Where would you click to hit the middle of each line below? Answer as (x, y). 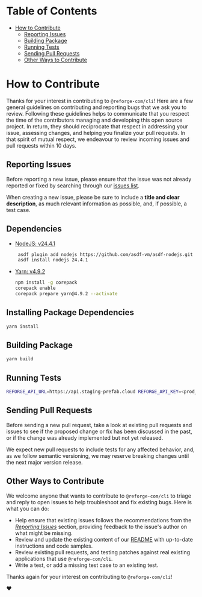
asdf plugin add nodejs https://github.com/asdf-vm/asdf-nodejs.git (106, 254)
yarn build (20, 359)
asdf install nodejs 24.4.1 (53, 260)
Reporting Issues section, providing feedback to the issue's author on (101, 527)
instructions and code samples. (54, 546)
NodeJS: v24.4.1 (35, 243)
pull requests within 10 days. (41, 145)
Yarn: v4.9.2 (30, 272)
